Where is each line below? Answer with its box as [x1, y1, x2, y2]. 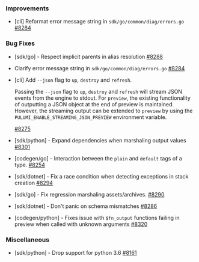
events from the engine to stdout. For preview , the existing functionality [14, 94, 191, 102]
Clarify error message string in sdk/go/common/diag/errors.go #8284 [14, 64, 185, 72]
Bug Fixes [5, 39, 35, 47]
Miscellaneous [5, 236, 49, 244]
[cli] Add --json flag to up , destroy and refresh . [14, 76, 132, 84]
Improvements [5, 4, 49, 13]
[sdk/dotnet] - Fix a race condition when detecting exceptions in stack [14, 172, 189, 180]
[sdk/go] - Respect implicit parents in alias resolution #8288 [14, 53, 164, 60]
